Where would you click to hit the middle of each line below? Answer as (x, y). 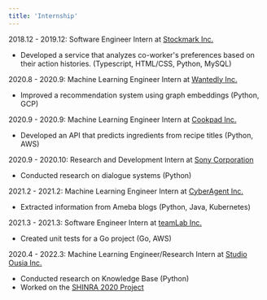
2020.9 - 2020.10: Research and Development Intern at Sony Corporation (131, 159)
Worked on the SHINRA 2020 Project (82, 287)
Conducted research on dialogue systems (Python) (106, 175)
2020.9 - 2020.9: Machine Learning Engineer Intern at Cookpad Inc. (123, 120)
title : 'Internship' (44, 16)
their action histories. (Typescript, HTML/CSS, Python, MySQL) (126, 63)
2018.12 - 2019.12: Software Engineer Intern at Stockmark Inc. (111, 39)
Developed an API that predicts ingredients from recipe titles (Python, (137, 135)
